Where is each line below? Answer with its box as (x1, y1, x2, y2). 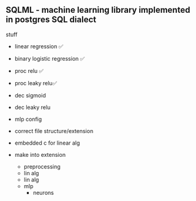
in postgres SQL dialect (6, 15, 96, 25)
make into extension (14, 151, 66, 158)
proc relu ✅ (14, 67, 44, 74)
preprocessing (23, 162, 61, 170)
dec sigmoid (14, 91, 47, 99)
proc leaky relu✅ (14, 79, 58, 86)
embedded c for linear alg (14, 139, 80, 146)
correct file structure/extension (14, 127, 94, 134)
